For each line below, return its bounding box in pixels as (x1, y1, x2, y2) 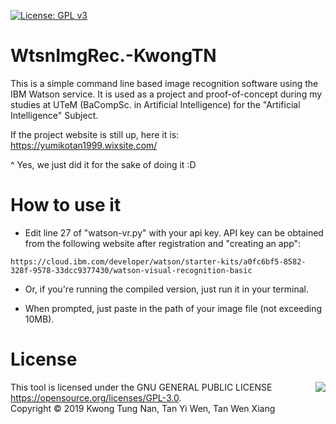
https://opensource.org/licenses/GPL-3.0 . (10, 391, 182, 404)
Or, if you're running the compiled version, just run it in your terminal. (24, 283, 309, 295)
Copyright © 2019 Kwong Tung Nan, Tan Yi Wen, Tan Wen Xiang (10, 402, 276, 414)
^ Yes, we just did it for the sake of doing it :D (10, 158, 197, 170)
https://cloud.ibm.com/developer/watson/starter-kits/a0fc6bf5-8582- (10, 256, 307, 267)
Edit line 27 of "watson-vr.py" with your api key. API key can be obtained (24, 226, 324, 239)
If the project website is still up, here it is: (10, 128, 180, 140)
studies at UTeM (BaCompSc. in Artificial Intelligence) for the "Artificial (10, 98, 301, 110)
